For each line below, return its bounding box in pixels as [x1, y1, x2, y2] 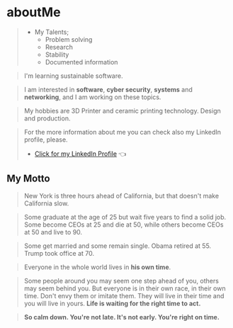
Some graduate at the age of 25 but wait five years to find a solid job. [23, 213, 227, 221]
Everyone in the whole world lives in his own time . [23, 263, 171, 271]
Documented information [45, 57, 118, 66]
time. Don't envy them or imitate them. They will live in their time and [23, 291, 225, 300]
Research [45, 43, 74, 51]
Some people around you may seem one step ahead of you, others [23, 276, 219, 285]
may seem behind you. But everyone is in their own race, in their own [23, 284, 226, 293]
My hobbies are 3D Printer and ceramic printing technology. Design [23, 106, 221, 115]
